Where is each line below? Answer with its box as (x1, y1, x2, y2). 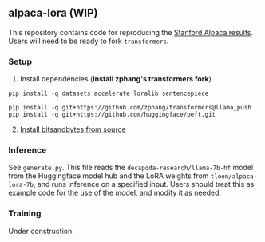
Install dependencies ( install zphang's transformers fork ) (19, 74, 212, 84)
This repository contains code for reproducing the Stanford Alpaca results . (8, 27, 254, 37)
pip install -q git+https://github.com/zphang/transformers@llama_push (8, 104, 251, 112)
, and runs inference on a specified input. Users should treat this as (33, 180, 255, 189)
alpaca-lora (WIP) (8, 6, 98, 20)
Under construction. (8, 226, 74, 236)
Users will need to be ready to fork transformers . (8, 36, 169, 46)
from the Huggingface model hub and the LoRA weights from (8, 171, 209, 181)
